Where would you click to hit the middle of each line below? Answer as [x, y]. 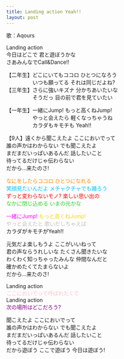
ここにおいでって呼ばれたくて [43, 293]
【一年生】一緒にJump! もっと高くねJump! [59, 110]
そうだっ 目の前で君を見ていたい [72, 97]
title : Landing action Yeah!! [44, 12]
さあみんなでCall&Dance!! [38, 62]
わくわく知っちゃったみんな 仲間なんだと [57, 259]
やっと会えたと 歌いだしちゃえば [46, 224]
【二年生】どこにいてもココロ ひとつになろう [62, 75]
